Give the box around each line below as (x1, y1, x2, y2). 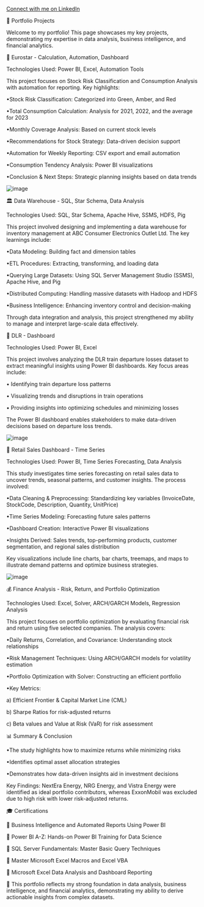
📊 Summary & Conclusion (6, 732, 72, 740)
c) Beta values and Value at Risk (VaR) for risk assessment (6, 720, 153, 727)
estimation (6, 661, 33, 668)
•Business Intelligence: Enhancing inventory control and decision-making (6, 302, 191, 309)
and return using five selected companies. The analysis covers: (6, 624, 166, 632)
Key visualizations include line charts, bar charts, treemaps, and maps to (6, 555, 189, 562)
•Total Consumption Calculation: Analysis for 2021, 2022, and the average (6, 107, 193, 115)
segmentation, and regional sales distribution (6, 543, 120, 550)
